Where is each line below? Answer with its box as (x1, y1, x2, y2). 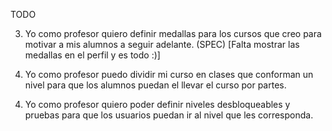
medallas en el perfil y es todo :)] (24, 49, 161, 61)
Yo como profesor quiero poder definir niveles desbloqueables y (24, 99, 291, 110)
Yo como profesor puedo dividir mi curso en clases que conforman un (24, 69, 314, 80)
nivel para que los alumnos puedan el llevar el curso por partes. (24, 79, 287, 91)
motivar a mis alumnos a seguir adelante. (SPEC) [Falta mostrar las (24, 39, 300, 50)
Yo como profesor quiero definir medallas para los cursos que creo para (24, 28, 322, 39)
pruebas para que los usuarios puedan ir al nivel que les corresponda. (24, 109, 314, 121)
